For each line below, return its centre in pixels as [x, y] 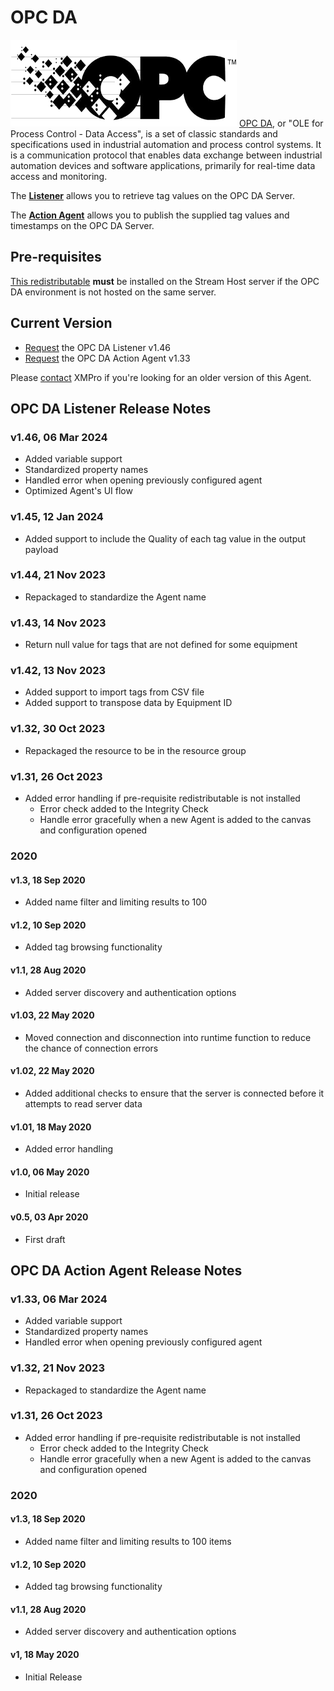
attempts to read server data [83, 1103]
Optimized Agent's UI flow [78, 491]
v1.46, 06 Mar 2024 [59, 437]
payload [41, 549]
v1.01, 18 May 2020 [51, 1127]
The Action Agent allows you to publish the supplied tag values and [150, 215]
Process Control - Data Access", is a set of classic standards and [144, 133]
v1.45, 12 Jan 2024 [57, 517]
